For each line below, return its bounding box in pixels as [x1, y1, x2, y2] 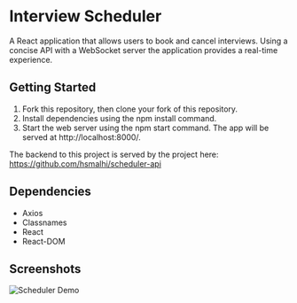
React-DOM [21, 236, 66, 246]
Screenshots [9, 261, 82, 276]
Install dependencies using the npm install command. [21, 113, 217, 123]
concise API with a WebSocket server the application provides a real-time [9, 44, 278, 55]
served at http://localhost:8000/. [21, 131, 142, 143]
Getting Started [9, 80, 97, 95]
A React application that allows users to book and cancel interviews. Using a [9, 35, 288, 46]
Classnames [21, 217, 68, 228]
